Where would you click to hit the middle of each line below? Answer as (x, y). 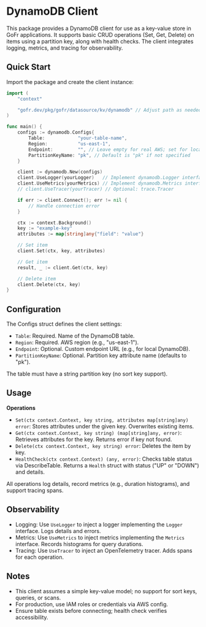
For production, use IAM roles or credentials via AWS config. (92, 604)
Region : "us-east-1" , (70, 144)
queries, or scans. (38, 598)
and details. (30, 472)
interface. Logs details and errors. (58, 531)
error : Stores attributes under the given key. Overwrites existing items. (105, 426)
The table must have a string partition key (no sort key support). (87, 374)
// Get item (32, 262)
